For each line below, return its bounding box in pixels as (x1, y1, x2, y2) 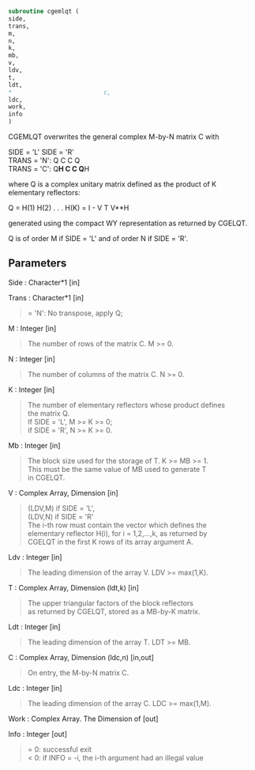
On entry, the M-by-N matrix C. (27, 668, 129, 678)
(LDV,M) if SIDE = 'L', (27, 503, 96, 513)
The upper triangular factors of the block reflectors (27, 598, 193, 608)
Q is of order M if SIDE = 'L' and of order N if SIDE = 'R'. (8, 234, 188, 243)
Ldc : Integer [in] (8, 683, 62, 693)
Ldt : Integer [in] (8, 621, 61, 632)
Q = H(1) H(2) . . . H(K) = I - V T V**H (8, 203, 129, 213)
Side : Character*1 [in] (8, 277, 81, 287)
